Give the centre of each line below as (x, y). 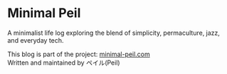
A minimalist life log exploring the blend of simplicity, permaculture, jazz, (114, 33)
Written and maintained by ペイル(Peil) (64, 63)
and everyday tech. (36, 40)
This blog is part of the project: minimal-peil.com (79, 54)
